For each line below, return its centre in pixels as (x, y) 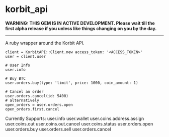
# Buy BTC (16, 78)
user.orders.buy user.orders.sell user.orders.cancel (58, 129)
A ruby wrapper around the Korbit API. (45, 43)
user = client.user (26, 56)
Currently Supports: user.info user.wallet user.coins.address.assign (75, 118)
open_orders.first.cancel (32, 109)
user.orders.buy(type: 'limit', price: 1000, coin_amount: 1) (72, 83)
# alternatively (22, 100)
